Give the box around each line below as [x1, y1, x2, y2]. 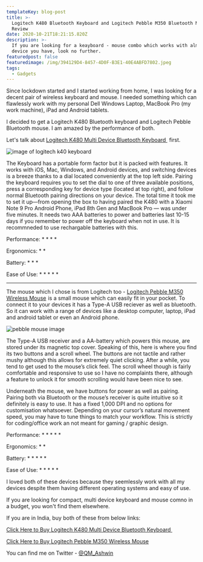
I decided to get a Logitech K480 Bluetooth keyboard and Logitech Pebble [6, 118, 192, 126]
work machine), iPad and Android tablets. [6, 106, 109, 114]
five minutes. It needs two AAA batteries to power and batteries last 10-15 [6, 211, 189, 218]
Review [11, 25, 28, 32]
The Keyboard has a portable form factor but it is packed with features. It [6, 160, 188, 167]
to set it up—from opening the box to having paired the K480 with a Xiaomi [6, 198, 193, 205]
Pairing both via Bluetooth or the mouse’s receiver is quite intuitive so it [6, 394, 183, 401]
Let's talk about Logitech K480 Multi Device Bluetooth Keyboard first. [6, 137, 181, 144]
